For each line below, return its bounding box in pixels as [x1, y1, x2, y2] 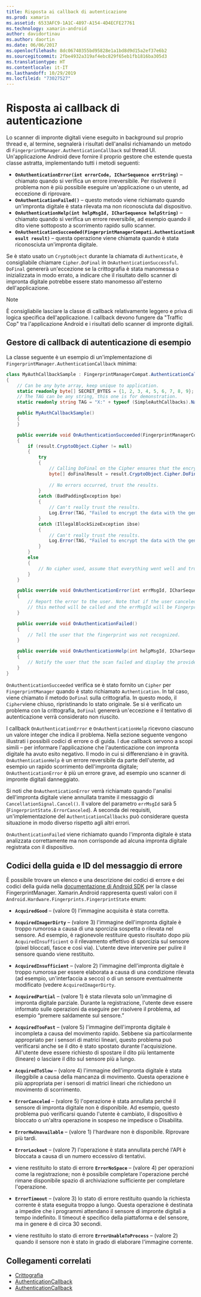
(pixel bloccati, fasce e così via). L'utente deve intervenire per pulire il [14, 944, 187, 951]
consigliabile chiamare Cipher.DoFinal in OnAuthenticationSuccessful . [6, 259, 179, 266]
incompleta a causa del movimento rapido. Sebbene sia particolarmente [14, 1030, 193, 1037]
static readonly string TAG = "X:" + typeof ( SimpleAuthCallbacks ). [17, 399, 191, 405]
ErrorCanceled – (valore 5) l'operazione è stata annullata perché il [14, 1098, 176, 1105]
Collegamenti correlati [6, 1256, 92, 1266]
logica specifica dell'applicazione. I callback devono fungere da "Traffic [6, 314, 183, 321]
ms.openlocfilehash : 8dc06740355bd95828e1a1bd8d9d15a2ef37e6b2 [6, 48, 167, 54]
